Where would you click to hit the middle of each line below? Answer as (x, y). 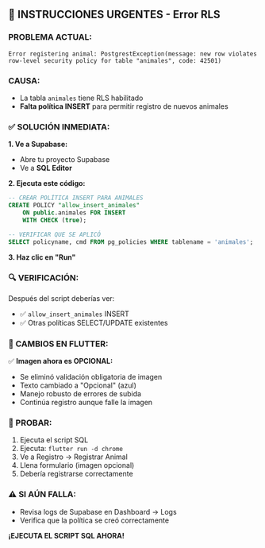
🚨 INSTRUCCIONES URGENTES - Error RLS (114, 15)
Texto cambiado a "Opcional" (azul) (78, 385)
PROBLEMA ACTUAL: (50, 37)
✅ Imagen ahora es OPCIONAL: (61, 361)
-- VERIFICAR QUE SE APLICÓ (55, 234)
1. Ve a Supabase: (38, 145)
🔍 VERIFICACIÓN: (44, 278)
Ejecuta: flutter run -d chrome (71, 449)
